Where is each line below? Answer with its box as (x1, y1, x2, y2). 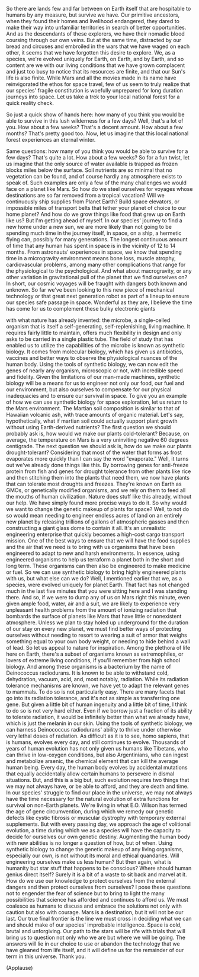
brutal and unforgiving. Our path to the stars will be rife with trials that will (6, 928, 185, 934)
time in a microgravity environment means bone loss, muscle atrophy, (6, 255, 176, 261)
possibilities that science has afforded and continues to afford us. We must (6, 896, 188, 903)
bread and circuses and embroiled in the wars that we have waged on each (6, 43, 190, 50)
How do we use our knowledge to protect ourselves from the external (6, 877, 176, 884)
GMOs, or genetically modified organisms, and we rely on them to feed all (6, 487, 186, 494)
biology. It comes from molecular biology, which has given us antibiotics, (6, 348, 184, 355)
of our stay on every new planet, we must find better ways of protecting (6, 625, 182, 632)
